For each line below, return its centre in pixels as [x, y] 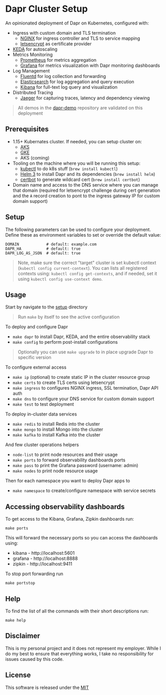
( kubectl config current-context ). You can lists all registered [82, 268]
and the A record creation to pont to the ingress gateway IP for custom [86, 196]
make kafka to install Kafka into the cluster [57, 435]
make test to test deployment [43, 404]
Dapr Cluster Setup [47, 9]
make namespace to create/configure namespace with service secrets [84, 491]
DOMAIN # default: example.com [51, 244]
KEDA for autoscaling [35, 49]
